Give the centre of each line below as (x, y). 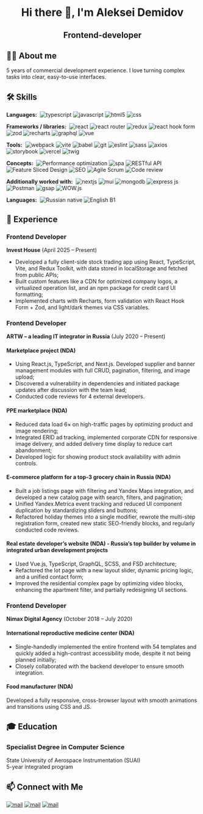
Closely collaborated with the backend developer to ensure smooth (99, 666)
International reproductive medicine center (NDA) (71, 633)
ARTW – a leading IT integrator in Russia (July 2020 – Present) (86, 336)
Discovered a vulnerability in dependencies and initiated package (97, 383)
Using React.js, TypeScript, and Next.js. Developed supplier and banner (105, 364)
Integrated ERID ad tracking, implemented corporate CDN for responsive (106, 437)
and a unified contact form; (49, 577)
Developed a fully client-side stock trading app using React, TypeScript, (105, 262)
